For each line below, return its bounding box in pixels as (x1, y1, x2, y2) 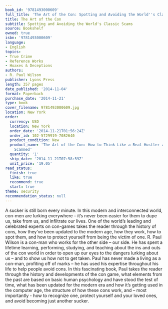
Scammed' (14, 147, 32, 152)
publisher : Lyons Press (5, 77, 55, 82)
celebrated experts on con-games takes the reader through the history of (5, 223, 156, 229)
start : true (9, 184, 35, 189)
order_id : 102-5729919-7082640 (9, 133, 75, 138)
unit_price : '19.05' (9, 161, 52, 166)
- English (5, 45, 26, 50)
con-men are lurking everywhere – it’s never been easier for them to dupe (5, 212, 157, 218)
